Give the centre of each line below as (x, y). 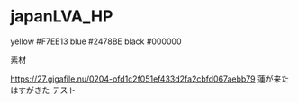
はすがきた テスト (43, 90)
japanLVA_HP (62, 17)
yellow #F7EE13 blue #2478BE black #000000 (96, 41)
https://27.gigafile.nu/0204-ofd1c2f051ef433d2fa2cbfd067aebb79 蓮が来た (150, 79)
